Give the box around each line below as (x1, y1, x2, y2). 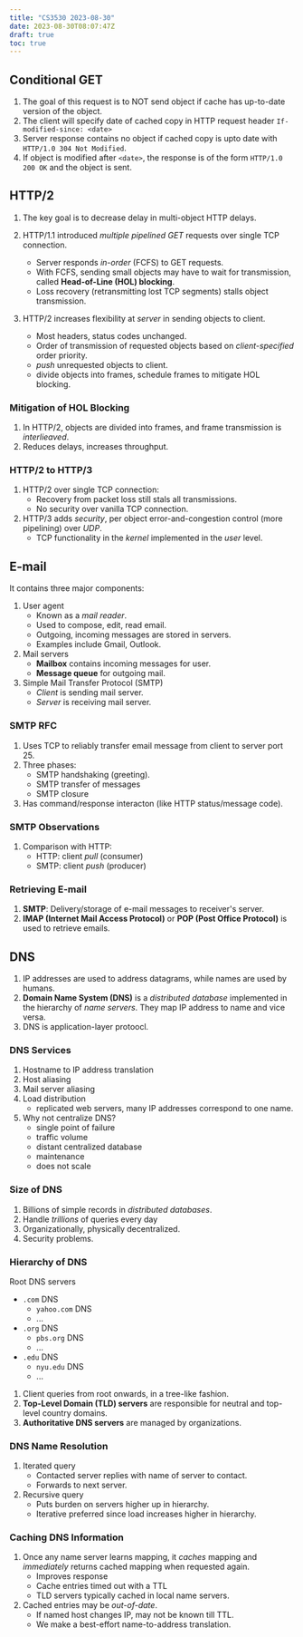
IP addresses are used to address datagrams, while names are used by (22, 973, 288, 983)
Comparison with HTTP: (22, 840, 113, 852)
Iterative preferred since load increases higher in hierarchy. (35, 1508, 257, 1519)
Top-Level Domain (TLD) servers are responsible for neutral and (22, 1398, 265, 1409)
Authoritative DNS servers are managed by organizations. (22, 1417, 242, 1428)
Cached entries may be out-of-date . (22, 1600, 158, 1611)
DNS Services (9, 1043, 72, 1056)
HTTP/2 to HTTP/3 (9, 464, 93, 477)
